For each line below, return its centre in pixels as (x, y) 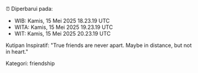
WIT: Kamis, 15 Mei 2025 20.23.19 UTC (62, 33)
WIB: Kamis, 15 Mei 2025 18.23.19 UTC (62, 21)
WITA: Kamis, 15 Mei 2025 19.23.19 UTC (63, 27)
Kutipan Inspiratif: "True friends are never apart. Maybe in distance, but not (99, 45)
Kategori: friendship (30, 63)
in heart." (17, 52)
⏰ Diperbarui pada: (29, 9)
